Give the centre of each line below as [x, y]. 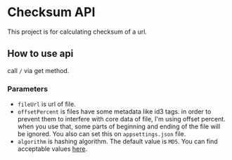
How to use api [40, 54]
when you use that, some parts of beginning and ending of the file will [119, 126]
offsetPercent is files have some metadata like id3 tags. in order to [114, 112]
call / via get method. [38, 70]
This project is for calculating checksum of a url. [77, 32]
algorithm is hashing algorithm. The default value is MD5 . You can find [117, 142]
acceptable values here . [52, 149]
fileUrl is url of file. [46, 104]
